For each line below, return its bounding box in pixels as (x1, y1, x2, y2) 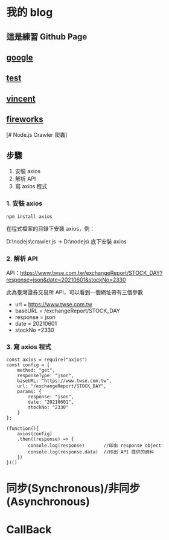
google (6, 52, 33, 62)
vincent (6, 93, 36, 104)
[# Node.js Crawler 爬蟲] (6, 131, 68, 138)
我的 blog (6, 5, 53, 19)
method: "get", (17, 367, 56, 374)
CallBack (6, 522, 52, 536)
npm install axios (6, 213, 53, 220)
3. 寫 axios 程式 (6, 343, 51, 351)
